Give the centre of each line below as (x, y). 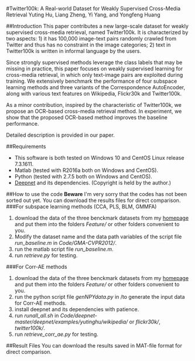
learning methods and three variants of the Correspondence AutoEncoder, (96, 87)
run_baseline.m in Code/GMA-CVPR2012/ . (66, 243)
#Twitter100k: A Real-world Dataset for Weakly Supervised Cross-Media (93, 9)
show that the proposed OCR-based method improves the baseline (87, 117)
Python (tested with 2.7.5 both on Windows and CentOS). (83, 176)
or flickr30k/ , (145, 322)
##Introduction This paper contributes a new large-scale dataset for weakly (97, 26)
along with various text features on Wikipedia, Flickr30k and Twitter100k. (94, 94)
